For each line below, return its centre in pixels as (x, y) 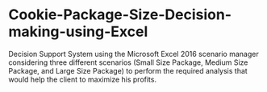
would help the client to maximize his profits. (83, 79)
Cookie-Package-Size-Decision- (120, 15)
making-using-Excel (78, 32)
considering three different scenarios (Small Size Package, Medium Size (128, 62)
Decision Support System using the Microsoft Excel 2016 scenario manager (134, 54)
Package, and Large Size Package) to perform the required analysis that (128, 70)
